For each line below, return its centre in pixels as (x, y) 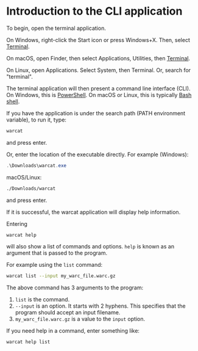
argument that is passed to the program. (57, 253)
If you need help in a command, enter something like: (73, 331)
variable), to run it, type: (37, 120)
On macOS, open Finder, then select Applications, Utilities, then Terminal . (98, 58)
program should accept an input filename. (68, 313)
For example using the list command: (55, 265)
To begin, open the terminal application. (56, 28)
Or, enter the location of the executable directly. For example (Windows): (97, 154)
